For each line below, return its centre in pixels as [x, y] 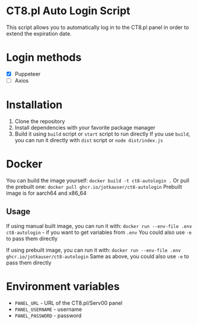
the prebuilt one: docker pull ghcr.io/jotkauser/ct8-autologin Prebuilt [94, 186]
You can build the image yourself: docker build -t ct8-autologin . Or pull [98, 180]
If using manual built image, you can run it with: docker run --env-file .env [99, 226]
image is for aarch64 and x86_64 [47, 193]
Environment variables [63, 286]
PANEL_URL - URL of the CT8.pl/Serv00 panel [68, 303]
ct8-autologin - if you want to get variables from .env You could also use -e [99, 232]
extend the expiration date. [39, 33]
